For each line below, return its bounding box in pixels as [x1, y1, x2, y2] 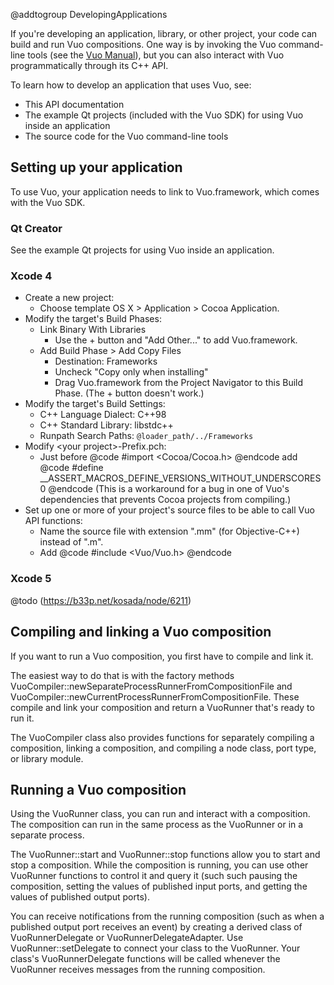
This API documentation [24, 99, 125, 110]
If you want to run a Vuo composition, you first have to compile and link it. [10, 650, 314, 662]
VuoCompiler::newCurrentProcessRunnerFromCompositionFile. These [10, 690, 300, 703]
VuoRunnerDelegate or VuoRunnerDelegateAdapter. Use [10, 932, 244, 944]
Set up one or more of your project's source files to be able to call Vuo [24, 504, 315, 516]
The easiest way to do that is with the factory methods [10, 669, 235, 681]
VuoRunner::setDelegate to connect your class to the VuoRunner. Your [10, 942, 301, 954]
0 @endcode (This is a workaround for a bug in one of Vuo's [39, 483, 290, 495]
